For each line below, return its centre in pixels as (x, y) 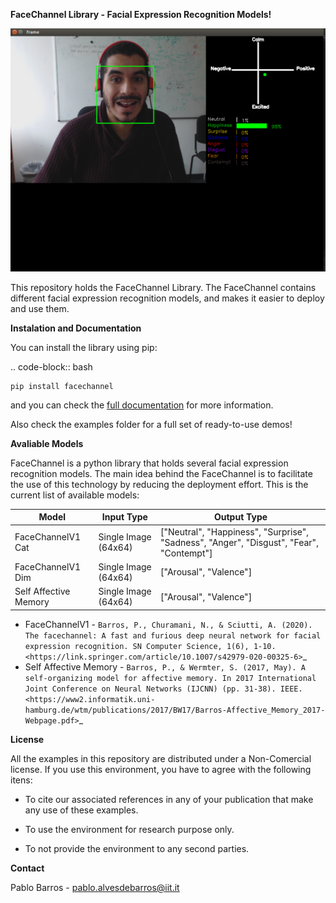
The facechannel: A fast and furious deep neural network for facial (173, 635)
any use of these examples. (81, 810)
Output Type (240, 517)
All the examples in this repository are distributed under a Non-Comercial (161, 758)
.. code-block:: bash (51, 366)
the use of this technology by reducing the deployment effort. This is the (159, 484)
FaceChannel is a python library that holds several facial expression (149, 463)
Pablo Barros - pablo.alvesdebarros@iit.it (95, 887)
